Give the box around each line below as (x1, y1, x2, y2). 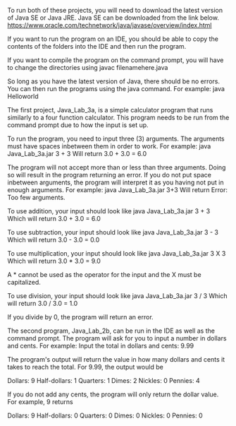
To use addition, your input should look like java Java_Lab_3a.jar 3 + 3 (7, 207, 211, 215)
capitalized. (7, 278, 41, 286)
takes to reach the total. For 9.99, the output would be (7, 363, 163, 371)
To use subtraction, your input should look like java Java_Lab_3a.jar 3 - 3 (7, 228, 218, 236)
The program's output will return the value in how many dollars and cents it (7, 355, 225, 363)
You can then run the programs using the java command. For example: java (7, 85, 225, 93)
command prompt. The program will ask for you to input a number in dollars (7, 334, 227, 342)
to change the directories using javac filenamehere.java (7, 64, 168, 71)
